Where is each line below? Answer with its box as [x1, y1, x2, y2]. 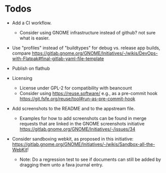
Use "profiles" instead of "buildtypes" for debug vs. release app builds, [12, 45, 160, 51]
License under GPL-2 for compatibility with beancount [19, 84, 132, 91]
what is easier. [19, 35, 50, 41]
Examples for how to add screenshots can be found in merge [19, 115, 147, 121]
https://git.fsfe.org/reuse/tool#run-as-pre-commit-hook [19, 96, 136, 102]
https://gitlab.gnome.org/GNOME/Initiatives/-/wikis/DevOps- [32, 50, 158, 56]
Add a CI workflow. [12, 20, 52, 26]
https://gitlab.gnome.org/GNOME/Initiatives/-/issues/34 [19, 126, 136, 132]
